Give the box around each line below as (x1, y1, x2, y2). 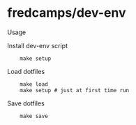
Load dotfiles (7, 67, 45, 75)
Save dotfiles (7, 99, 45, 108)
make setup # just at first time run (20, 87, 130, 94)
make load (20, 80, 49, 88)
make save (20, 112, 49, 119)
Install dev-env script (7, 41, 68, 50)
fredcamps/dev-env (7, 5, 126, 21)
